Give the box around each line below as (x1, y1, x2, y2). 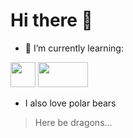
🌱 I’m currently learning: (24, 42, 124, 54)
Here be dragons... (34, 116, 113, 128)
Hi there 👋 (10, 9, 93, 32)
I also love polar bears (24, 97, 117, 109)
